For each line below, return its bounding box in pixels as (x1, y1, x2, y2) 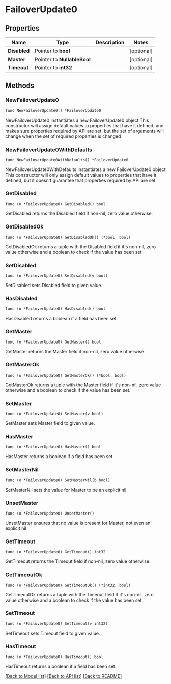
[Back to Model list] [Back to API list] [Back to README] (5, 673, 122, 679)
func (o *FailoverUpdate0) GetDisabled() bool (5, 202, 106, 207)
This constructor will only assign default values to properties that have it (5, 172, 157, 178)
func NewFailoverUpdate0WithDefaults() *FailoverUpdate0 (5, 157, 129, 162)
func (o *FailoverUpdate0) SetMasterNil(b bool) (5, 477, 110, 483)
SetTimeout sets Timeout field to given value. (5, 630, 100, 636)
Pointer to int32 (35, 64, 72, 71)
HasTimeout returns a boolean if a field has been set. (5, 663, 117, 670)
